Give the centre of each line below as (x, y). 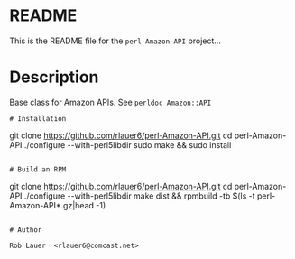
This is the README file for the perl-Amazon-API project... (115, 41)
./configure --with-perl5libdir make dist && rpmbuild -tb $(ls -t (139, 196)
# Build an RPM (38, 169)
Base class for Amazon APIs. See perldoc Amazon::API (111, 102)
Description (54, 77)
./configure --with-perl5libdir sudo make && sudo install (128, 144)
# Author (26, 230)
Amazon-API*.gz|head (52, 205)
